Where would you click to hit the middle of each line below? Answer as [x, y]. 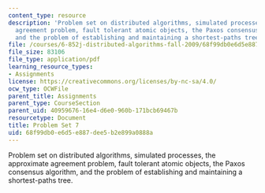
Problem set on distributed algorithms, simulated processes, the [112, 155]
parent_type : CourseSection [54, 103]
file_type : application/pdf [54, 60]
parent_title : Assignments [52, 96]
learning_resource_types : [50, 67]
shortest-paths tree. [41, 180]
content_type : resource [47, 15]
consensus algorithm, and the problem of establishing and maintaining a [125, 172]
